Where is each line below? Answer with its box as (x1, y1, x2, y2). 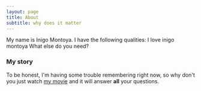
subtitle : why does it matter (6, 20, 82, 26)
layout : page (6, 8, 39, 15)
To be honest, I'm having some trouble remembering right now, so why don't (6, 71, 195, 78)
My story (6, 57, 33, 66)
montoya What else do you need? (6, 43, 89, 50)
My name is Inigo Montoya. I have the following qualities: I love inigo (6, 37, 175, 44)
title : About (6, 14, 39, 20)
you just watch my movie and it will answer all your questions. (6, 77, 160, 84)
